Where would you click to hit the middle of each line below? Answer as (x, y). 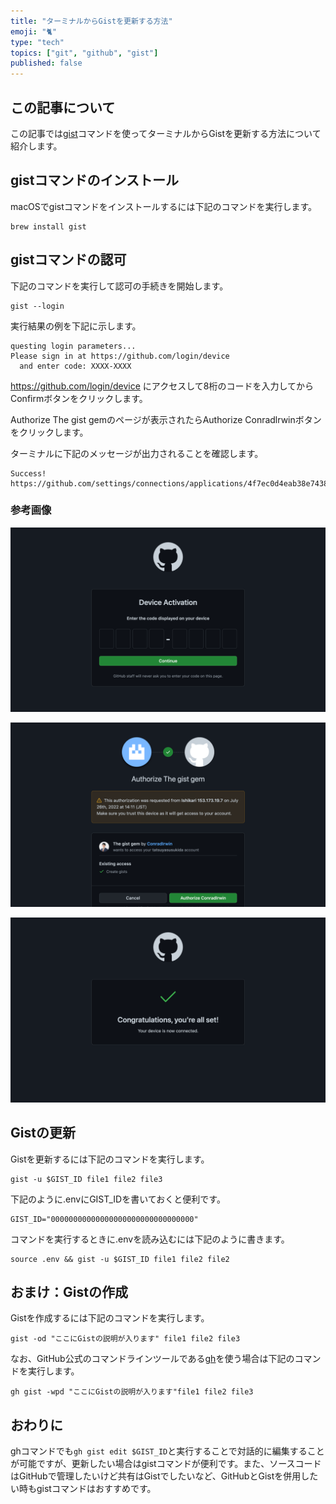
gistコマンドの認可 (68, 260)
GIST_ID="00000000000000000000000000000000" (104, 1219)
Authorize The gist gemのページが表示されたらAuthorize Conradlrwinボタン (166, 419)
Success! (28, 473)
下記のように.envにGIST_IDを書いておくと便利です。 (118, 1199)
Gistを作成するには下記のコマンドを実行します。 (110, 1318)
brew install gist (48, 226)
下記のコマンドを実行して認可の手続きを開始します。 (119, 286)
